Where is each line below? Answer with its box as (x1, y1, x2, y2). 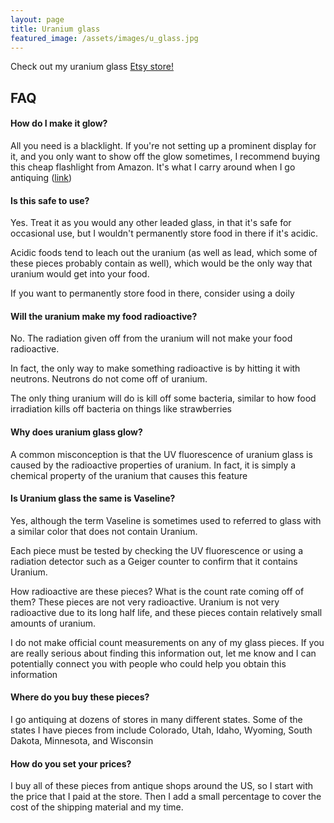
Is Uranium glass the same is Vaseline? (10, 492, 176, 505)
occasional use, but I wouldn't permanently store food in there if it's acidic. (10, 227, 319, 240)
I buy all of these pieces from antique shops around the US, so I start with (10, 780, 314, 792)
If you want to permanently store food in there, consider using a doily (10, 287, 295, 300)
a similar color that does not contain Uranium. (10, 525, 198, 537)
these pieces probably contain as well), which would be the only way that (10, 257, 313, 270)
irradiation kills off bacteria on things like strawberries (10, 403, 232, 415)
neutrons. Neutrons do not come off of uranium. (10, 373, 208, 385)
